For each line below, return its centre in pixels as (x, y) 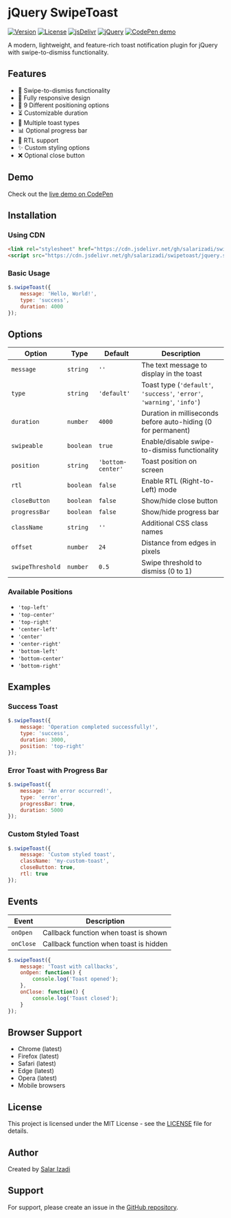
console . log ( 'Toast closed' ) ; (75, 998)
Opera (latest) (37, 1078)
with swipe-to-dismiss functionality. (58, 52)
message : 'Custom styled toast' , (68, 855)
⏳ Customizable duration (53, 113)
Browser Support (45, 1032)
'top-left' (33, 607)
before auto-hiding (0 (176, 422)
